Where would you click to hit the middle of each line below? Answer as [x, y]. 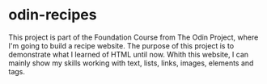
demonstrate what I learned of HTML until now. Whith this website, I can [129, 54]
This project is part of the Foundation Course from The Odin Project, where [133, 37]
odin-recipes [53, 15]
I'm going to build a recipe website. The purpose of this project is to [121, 45]
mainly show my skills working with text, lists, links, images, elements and [131, 63]
